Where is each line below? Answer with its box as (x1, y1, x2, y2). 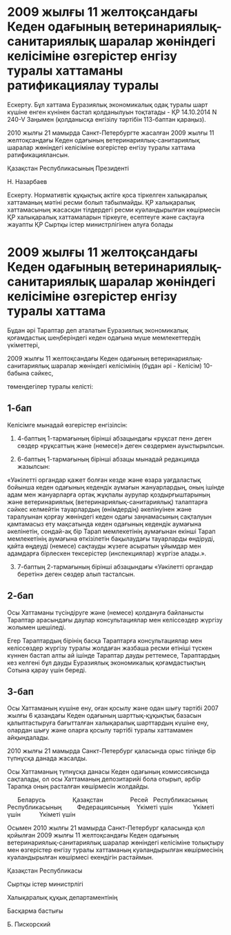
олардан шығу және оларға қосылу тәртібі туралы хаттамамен (7, 726, 193, 734)
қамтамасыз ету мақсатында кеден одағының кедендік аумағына (7, 519, 202, 528)
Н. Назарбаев (7, 177, 48, 185)
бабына (7, 369, 30, 377)
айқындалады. (7, 734, 50, 742)
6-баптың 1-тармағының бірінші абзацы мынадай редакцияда (17, 454, 200, 463)
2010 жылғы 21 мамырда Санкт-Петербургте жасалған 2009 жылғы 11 (7, 129, 215, 137)
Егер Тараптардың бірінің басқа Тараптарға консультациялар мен (7, 636, 202, 645)
